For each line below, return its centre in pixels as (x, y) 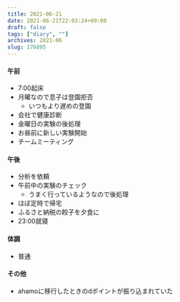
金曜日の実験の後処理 (49, 124)
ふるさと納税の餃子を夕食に (59, 212)
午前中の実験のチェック (52, 186)
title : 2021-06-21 (35, 14)
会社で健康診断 (40, 115)
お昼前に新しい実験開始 (52, 133)
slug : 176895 (27, 47)
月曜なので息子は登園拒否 (55, 97)
